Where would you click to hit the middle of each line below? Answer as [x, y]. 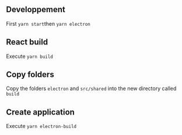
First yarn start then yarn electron [48, 23]
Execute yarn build [30, 56]
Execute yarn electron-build [41, 126]
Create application [40, 112]
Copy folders [30, 75]
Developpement [36, 10]
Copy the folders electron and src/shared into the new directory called [91, 89]
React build [27, 42]
